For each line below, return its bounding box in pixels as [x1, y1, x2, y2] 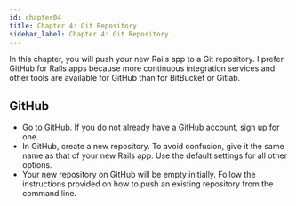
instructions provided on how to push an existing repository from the [21, 178, 274, 189]
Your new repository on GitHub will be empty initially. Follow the [21, 170, 256, 180]
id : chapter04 [9, 12, 62, 22]
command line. [21, 188, 77, 199]
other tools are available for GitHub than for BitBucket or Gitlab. [9, 73, 241, 83]
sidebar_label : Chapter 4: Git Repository [9, 29, 169, 38]
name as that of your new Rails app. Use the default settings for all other [21, 150, 287, 161]
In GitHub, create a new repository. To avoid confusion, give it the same [21, 141, 284, 152]
